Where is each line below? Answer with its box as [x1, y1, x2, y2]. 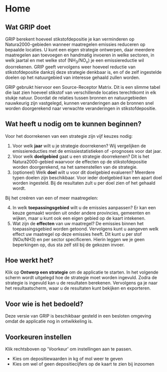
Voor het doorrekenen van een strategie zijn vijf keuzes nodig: [5, 133, 133, 139]
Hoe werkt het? [5, 256, 54, 265]
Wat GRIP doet [5, 23, 51, 31]
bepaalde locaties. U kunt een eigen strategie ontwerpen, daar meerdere [5, 47, 155, 52]
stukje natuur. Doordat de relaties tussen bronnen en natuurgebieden [5, 94, 147, 100]
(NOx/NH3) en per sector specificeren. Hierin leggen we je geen [12, 236, 145, 242]
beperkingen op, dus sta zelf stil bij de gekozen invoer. [12, 242, 125, 248]
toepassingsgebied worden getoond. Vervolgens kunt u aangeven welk [12, 226, 159, 232]
